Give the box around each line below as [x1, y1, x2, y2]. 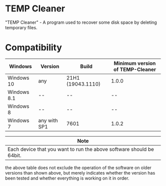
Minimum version [113, 60, 156, 67]
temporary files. [5, 24, 38, 30]
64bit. [7, 152, 21, 159]
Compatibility [5, 42, 62, 53]
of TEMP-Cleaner [113, 66, 157, 73]
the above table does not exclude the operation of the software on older [5, 164, 152, 171]
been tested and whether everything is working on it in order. [5, 175, 129, 181]
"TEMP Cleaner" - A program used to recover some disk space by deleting [5, 19, 157, 25]
